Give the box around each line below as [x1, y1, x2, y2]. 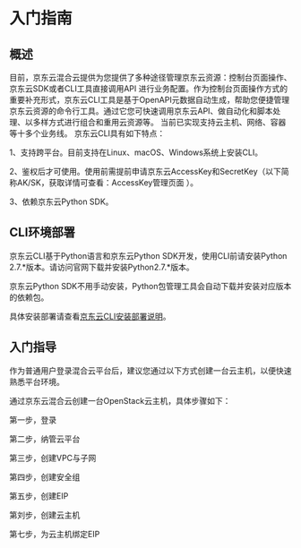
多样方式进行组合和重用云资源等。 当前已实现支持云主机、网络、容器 [32, 117, 287, 127]
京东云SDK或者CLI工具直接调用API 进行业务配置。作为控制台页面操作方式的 [9, 83, 288, 94]
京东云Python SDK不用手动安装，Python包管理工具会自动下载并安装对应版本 [9, 280, 292, 291]
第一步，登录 [9, 414, 56, 425]
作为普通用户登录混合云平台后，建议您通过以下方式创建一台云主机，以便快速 [9, 364, 292, 376]
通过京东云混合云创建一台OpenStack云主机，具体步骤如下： [9, 395, 231, 406]
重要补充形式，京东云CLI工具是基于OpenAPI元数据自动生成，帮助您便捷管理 [9, 95, 289, 105]
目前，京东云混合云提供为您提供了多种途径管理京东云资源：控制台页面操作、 [9, 73, 292, 82]
